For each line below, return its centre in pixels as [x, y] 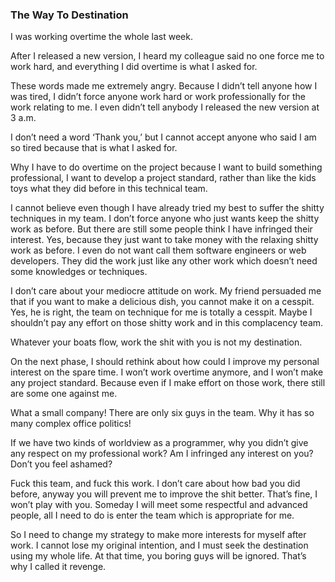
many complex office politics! [71, 424]
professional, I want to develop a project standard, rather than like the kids [163, 178]
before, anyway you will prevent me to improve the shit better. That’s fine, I [164, 494]
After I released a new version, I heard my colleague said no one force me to [167, 56]
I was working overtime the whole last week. [101, 37]
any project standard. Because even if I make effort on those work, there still [168, 383]
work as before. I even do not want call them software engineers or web [158, 250]
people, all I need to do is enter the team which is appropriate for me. [152, 515]
